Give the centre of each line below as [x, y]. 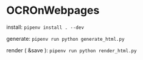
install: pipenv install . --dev [45, 27]
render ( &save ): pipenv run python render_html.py [71, 50]
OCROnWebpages [53, 10]
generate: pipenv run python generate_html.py [65, 38]
